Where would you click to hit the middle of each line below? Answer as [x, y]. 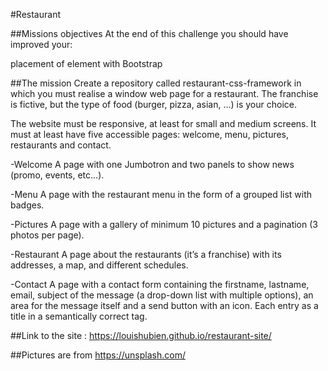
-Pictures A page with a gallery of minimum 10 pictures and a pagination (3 [164, 224]
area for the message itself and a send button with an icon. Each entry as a [164, 305]
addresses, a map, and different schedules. [99, 265]
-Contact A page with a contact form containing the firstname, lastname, [160, 284]
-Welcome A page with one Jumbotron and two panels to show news [152, 164]
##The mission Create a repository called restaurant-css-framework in [156, 83]
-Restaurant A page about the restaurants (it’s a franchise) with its [146, 254]
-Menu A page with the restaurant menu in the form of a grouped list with [161, 194]
